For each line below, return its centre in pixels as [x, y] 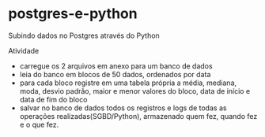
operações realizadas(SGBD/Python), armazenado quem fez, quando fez [138, 116]
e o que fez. [39, 124]
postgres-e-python [73, 14]
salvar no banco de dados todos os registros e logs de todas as [123, 108]
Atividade [24, 50]
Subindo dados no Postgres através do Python [84, 35]
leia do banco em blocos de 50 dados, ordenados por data [115, 74]
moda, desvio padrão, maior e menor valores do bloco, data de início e [135, 91]
